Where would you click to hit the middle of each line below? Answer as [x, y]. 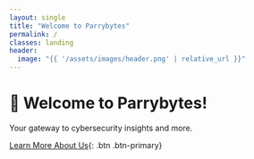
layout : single [38, 17]
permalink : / [34, 34]
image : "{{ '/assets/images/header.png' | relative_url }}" [131, 59]
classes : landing [42, 42]
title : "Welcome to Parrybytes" [69, 26]
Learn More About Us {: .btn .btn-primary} [86, 145]
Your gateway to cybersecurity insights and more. [101, 128]
